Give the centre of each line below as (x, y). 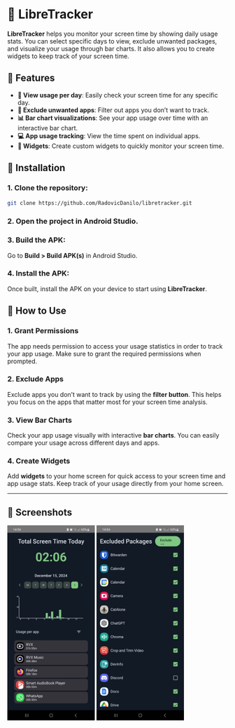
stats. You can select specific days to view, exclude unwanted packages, (112, 41)
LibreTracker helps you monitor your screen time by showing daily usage (113, 34)
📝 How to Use (37, 311)
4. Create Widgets (39, 461)
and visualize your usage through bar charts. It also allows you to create (111, 48)
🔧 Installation (36, 168)
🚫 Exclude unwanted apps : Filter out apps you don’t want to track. (113, 110)
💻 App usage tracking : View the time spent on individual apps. (109, 135)
